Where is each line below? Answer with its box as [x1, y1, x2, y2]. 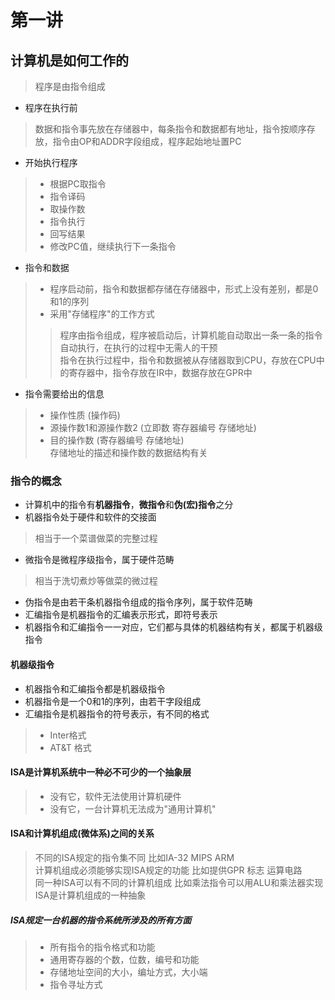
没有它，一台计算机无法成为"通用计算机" [49, 802, 217, 815]
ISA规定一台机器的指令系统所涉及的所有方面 [10, 914, 192, 926]
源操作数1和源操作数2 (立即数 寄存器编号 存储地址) [49, 422, 257, 433]
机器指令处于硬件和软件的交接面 [24, 511, 157, 523]
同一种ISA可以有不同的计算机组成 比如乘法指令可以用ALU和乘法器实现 [34, 876, 324, 888]
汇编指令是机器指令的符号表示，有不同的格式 [24, 707, 210, 720]
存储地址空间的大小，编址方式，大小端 [49, 966, 208, 978]
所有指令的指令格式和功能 [49, 941, 156, 953]
